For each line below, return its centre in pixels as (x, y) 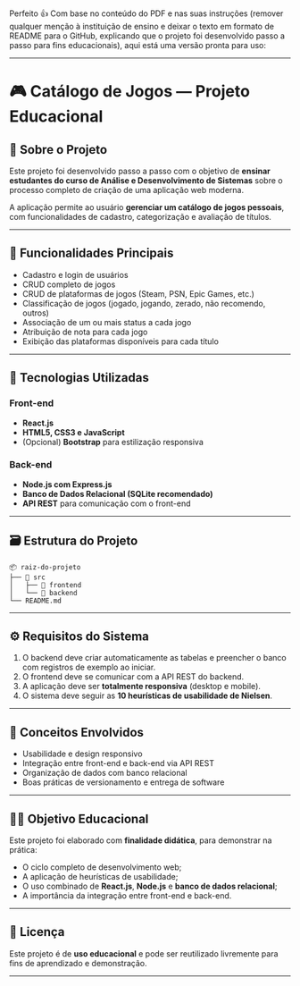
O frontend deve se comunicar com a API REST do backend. (133, 677)
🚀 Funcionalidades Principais (92, 253)
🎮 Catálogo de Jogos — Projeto (129, 92)
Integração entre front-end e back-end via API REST (118, 763)
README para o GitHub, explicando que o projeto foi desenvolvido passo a (147, 36)
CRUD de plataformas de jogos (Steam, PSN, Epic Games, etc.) (138, 293)
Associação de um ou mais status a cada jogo (107, 322)
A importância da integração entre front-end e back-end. (127, 896)
